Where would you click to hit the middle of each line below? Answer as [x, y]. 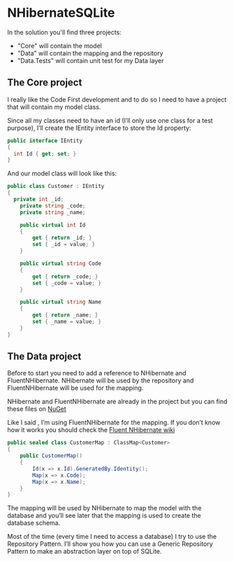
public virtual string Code [60, 264]
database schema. [34, 523]
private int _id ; [39, 199]
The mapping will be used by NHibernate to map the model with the [104, 508]
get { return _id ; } [62, 238]
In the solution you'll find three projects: [65, 32]
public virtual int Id [53, 225]
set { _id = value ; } [64, 245]
